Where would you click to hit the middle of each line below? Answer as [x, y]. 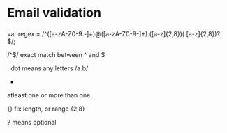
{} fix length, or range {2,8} [46, 109]
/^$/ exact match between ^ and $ [56, 55]
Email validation [54, 13]
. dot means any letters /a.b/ [48, 68]
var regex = [24, 34]
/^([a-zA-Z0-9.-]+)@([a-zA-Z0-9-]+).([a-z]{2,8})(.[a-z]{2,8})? [131, 34]
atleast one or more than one [49, 95]
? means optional [32, 123]
